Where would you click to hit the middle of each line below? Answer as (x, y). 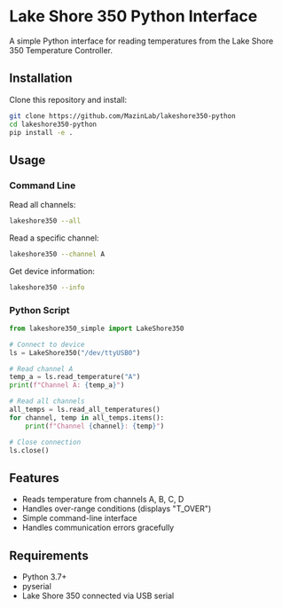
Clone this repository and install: (68, 99)
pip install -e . (41, 132)
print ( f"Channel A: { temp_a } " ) (67, 385)
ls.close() (29, 450)
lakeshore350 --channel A (57, 254)
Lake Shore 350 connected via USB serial (98, 596)
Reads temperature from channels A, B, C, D (103, 500)
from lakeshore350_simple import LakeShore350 (97, 328)
